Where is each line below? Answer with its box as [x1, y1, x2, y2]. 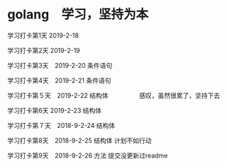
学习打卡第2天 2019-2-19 [7, 46, 80, 54]
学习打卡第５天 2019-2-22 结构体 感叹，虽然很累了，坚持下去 [7, 91, 221, 100]
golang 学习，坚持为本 [7, 6, 149, 23]
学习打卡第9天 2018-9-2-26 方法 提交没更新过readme [7, 151, 168, 160]
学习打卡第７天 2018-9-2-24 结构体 [7, 121, 116, 129]
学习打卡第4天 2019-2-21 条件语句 [7, 76, 111, 85]
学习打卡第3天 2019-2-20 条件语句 [7, 61, 113, 69]
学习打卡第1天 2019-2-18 [7, 31, 79, 40]
